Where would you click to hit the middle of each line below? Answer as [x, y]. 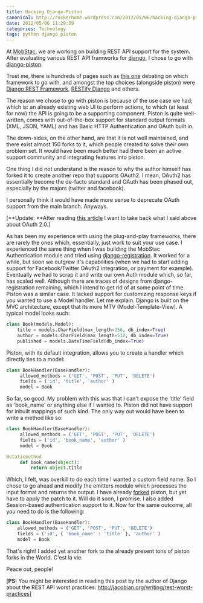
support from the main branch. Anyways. [57, 207]
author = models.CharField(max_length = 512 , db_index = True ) [93, 335]
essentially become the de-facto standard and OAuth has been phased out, [100, 182]
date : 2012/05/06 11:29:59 [40, 23]
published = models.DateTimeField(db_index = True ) [81, 341]
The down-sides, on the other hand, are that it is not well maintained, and [97, 138]
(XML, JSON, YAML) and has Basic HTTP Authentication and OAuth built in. [100, 126]
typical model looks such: [38, 313]
